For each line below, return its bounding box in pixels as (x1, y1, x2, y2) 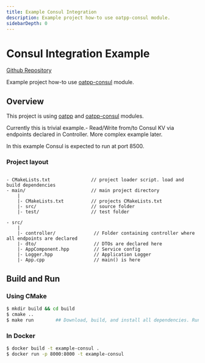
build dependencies (6, 182, 56, 189)
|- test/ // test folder (17, 209, 130, 215)
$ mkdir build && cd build (6, 306, 75, 312)
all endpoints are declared (6, 235, 78, 242)
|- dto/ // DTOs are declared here (17, 241, 163, 247)
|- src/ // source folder (17, 204, 135, 210)
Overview (6, 96, 45, 107)
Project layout (6, 158, 49, 167)
